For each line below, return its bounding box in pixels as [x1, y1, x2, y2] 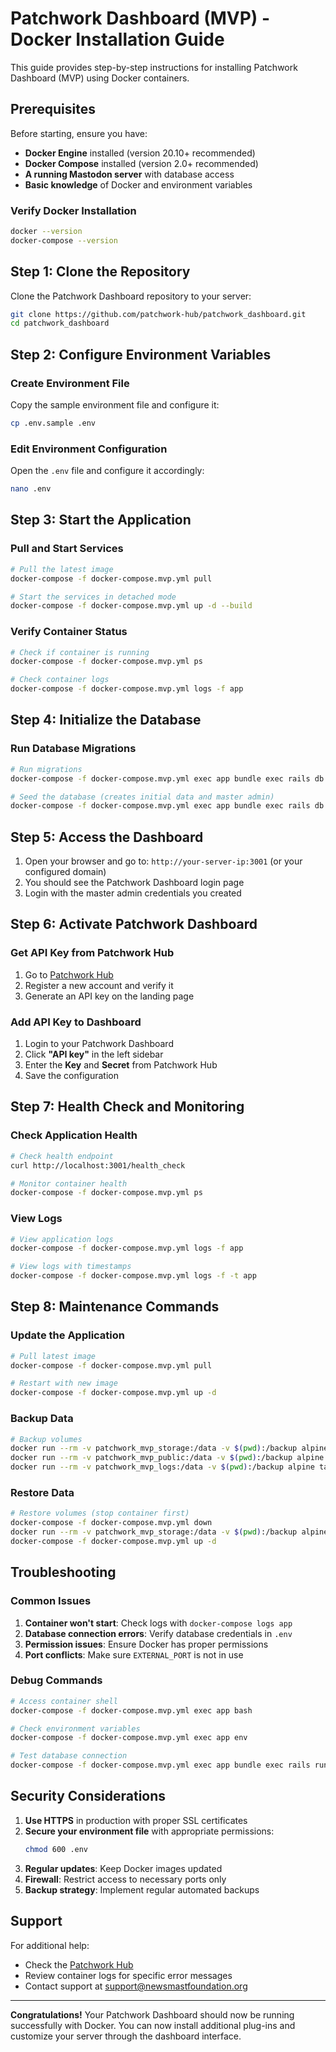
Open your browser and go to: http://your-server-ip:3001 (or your [24, 855, 303, 867]
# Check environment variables [10, 1723, 141, 1734]
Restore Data [10, 1485, 75, 1499]
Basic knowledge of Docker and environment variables [24, 178, 253, 191]
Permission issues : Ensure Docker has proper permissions [24, 1638, 269, 1650]
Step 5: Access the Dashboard [10, 828, 204, 846]
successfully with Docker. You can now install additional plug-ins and [10, 2019, 296, 2031]
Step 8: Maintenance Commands [10, 1298, 220, 1316]
